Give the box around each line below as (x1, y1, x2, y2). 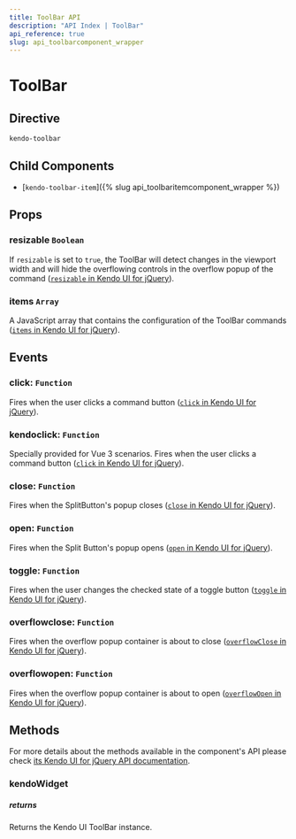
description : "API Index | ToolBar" (9, 21, 144, 30)
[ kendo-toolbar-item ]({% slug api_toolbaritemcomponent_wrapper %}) (21, 182, 280, 193)
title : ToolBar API (9, 12, 81, 22)
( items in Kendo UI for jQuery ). (9, 325, 121, 335)
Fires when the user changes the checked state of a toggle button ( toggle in (9, 584, 287, 595)
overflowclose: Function (9, 616, 115, 628)
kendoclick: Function (9, 428, 100, 441)
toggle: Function (9, 564, 80, 576)
